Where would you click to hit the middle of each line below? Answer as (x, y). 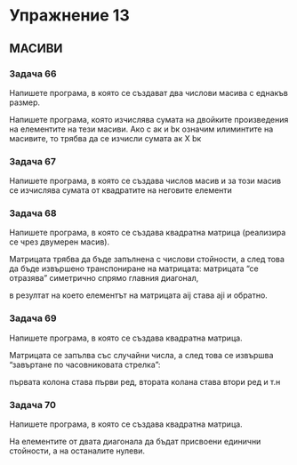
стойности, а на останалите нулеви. (77, 451)
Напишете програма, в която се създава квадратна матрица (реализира (148, 233)
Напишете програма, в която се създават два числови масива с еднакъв (149, 92)
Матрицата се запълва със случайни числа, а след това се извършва (141, 355)
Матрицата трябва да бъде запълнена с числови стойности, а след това (147, 260)
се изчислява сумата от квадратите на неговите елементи (121, 190)
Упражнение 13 (70, 16)
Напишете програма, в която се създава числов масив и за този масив (145, 181)
